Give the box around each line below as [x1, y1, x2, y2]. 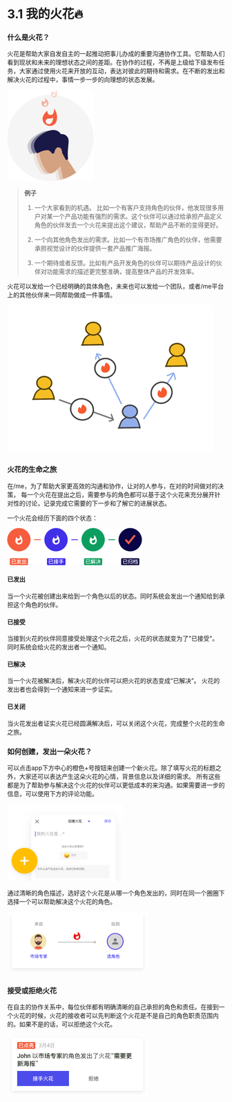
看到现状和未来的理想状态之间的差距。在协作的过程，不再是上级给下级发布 [7, 58, 219, 66]
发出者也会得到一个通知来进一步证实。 [7, 685, 116, 694]
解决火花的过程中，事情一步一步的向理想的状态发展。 [7, 75, 159, 84]
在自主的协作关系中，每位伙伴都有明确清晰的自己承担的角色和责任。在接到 [7, 1003, 219, 1012]
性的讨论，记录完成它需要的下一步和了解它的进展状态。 [12, 499, 171, 507]
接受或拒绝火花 [7, 985, 57, 995]
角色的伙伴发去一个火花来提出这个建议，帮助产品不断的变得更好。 [34, 221, 222, 229]
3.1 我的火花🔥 [7, 6, 84, 22]
